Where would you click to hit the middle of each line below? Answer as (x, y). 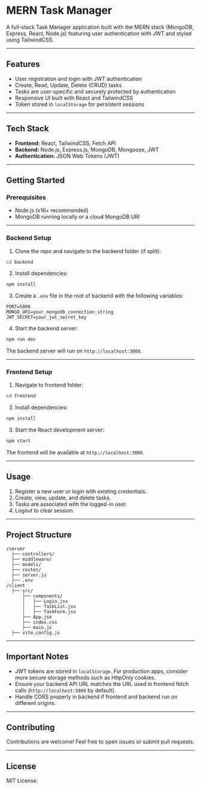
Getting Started (36, 180)
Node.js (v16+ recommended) (51, 210)
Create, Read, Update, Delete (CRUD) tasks (68, 85)
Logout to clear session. (45, 510)
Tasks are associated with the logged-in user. (71, 504)
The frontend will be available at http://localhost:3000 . (75, 453)
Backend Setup (29, 238)
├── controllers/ (33, 554)
